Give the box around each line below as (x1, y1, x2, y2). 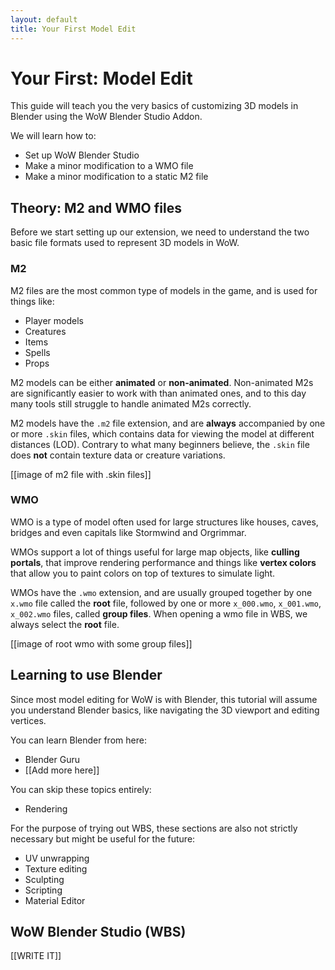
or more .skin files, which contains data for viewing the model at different (10, 427, 315, 440)
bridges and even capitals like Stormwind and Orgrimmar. (10, 526, 247, 538)
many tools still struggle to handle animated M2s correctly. (10, 397, 252, 410)
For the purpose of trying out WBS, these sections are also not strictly (10, 822, 298, 834)
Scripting (24, 884, 63, 896)
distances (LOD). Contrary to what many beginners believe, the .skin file (10, 438, 310, 450)
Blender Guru (24, 753, 80, 765)
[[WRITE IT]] (10, 950, 62, 962)
